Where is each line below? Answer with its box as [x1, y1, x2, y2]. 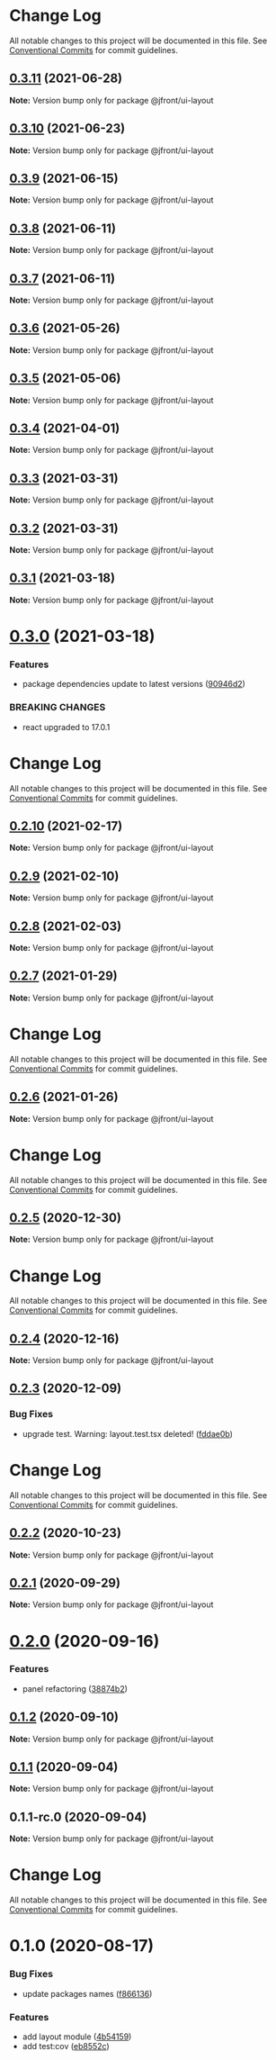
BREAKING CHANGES [9, 701, 106, 714]
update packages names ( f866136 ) [22, 1988, 153, 1999]
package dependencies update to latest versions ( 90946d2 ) [22, 679, 245, 690]
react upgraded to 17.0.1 [22, 721, 111, 732]
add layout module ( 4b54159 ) [22, 2031, 132, 2042]
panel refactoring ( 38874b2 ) [22, 1683, 129, 1694]
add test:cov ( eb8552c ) [22, 2040, 110, 2051]
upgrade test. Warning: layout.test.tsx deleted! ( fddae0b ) [22, 1428, 234, 1439]
